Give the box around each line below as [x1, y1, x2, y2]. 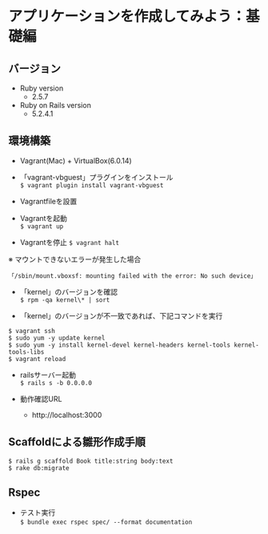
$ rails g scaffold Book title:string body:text [8, 457, 174, 465]
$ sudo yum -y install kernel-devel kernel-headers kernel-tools [8, 341, 230, 349]
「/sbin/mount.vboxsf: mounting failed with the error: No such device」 [8, 271, 258, 280]
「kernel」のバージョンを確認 [19, 287, 118, 296]
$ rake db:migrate [8, 464, 70, 472]
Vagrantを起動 [19, 213, 68, 223]
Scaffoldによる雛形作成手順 [8, 436, 146, 449]
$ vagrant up [19, 222, 64, 231]
